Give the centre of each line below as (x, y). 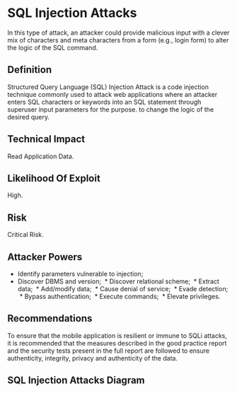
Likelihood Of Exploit (54, 178)
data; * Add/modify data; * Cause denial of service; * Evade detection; (123, 289)
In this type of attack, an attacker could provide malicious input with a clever (118, 33)
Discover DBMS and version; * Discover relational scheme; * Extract (118, 281)
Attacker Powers (45, 257)
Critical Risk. (25, 235)
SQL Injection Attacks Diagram (76, 381)
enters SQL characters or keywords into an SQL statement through (104, 102)
